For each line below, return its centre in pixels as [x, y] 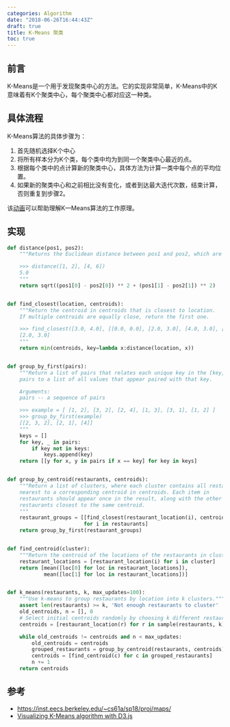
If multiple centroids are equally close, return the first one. [115, 317]
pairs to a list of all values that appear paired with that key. [116, 379]
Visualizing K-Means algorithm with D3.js [75, 715]
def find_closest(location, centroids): [66, 304]
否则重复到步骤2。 [43, 193]
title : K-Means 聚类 [35, 33]
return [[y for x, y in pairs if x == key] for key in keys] [108, 461]
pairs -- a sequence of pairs [63, 398]
